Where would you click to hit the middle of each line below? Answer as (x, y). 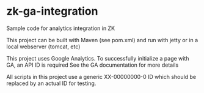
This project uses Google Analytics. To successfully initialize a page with (98, 58)
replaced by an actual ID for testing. (51, 83)
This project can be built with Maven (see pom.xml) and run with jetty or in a (102, 40)
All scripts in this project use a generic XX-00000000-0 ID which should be (101, 76)
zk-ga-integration (52, 11)
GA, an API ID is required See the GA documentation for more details (93, 65)
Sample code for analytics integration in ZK (60, 28)
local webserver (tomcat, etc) (43, 46)
